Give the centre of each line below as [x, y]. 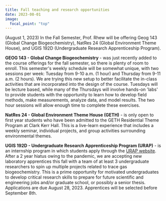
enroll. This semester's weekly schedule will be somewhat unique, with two [82, 68]
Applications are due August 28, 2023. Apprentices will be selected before [81, 188]
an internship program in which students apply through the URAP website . [81, 151]
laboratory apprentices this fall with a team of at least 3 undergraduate [77, 161]
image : [12, 19]
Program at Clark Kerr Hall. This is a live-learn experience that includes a [79, 126]
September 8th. [21, 193]
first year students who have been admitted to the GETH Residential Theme [82, 120]
